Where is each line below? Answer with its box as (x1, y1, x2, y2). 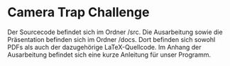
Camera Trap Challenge (7, 4, 150, 21)
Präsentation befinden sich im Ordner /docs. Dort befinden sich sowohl (7, 35, 216, 43)
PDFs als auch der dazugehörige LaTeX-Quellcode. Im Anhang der (7, 43, 202, 51)
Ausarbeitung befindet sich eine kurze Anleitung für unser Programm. (7, 50, 212, 59)
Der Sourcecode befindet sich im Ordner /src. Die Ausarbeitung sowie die (7, 28, 223, 36)
